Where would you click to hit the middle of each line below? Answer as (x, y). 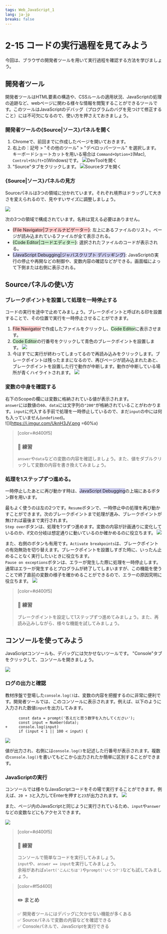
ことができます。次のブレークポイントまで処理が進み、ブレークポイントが (85, 514)
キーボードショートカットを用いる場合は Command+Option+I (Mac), (79, 154)
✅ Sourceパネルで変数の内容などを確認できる (64, 920)
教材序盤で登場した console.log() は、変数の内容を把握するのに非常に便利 (81, 695)
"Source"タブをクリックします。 (46, 167)
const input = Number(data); (49, 722)
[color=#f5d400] (35, 886)
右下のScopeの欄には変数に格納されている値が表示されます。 (68, 399)
